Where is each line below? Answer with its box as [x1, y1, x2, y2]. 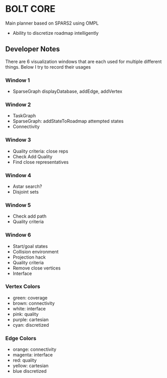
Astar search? [12, 183, 42, 190]
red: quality [12, 357, 37, 364]
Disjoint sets [12, 188, 39, 195]
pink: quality [12, 311, 39, 317]
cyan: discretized [12, 322, 50, 328]
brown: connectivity [12, 300, 55, 306]
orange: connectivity [12, 346, 57, 352]
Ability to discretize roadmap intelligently [12, 30, 99, 36]
